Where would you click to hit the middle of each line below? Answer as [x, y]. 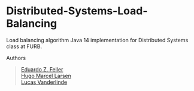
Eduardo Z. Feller [42, 69]
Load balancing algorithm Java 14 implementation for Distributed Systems [97, 40]
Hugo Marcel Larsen [46, 76]
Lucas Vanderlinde [44, 82]
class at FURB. [24, 46]
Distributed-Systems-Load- [77, 11]
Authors [16, 58]
